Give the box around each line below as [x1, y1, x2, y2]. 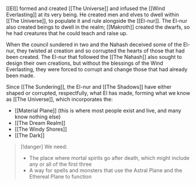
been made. [6, 72, 35, 79]
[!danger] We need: [20, 143, 68, 150]
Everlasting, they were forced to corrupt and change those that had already [6, 66, 188, 72]
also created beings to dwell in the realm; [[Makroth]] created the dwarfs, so [6, 23, 190, 30]
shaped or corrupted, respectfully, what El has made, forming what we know [6, 90, 190, 96]
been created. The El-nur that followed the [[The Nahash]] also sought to [6, 54, 183, 60]
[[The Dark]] [14, 132, 45, 139]
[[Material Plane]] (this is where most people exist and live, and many [14, 107, 181, 114]
